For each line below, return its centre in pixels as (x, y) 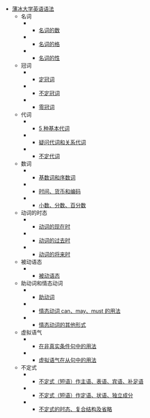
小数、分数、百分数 (62, 205)
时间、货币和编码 (60, 191)
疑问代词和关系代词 (62, 142)
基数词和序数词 (57, 178)
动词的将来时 (54, 254)
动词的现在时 (54, 226)
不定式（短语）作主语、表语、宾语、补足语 (91, 381)
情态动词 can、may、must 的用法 (79, 311)
